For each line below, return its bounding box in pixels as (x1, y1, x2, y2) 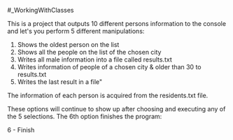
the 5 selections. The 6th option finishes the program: (7, 112, 162, 120)
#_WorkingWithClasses (7, 6, 75, 14)
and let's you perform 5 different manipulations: (7, 27, 145, 35)
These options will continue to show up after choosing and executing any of (7, 105, 226, 113)
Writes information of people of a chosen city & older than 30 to (17, 63, 202, 71)
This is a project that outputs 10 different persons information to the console (7, 20, 226, 27)
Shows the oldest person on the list (17, 41, 120, 48)
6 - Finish (7, 126, 35, 134)
